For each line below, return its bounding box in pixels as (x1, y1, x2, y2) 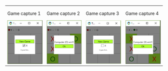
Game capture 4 (125, 10, 159, 16)
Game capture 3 (85, 10, 119, 16)
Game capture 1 (7, 10, 41, 16)
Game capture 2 (46, 10, 80, 16)
